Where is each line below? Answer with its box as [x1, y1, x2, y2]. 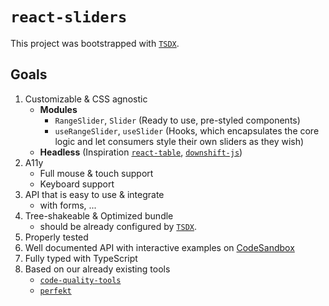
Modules [39, 103, 78, 115]
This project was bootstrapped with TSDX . [10, 37, 180, 49]
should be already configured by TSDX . [39, 220, 198, 232]
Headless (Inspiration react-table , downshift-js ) [39, 146, 243, 158]
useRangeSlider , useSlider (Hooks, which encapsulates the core [54, 124, 320, 137]
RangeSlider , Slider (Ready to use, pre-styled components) [54, 114, 301, 126]
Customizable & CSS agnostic [24, 93, 148, 105]
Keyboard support [39, 178, 115, 190]
